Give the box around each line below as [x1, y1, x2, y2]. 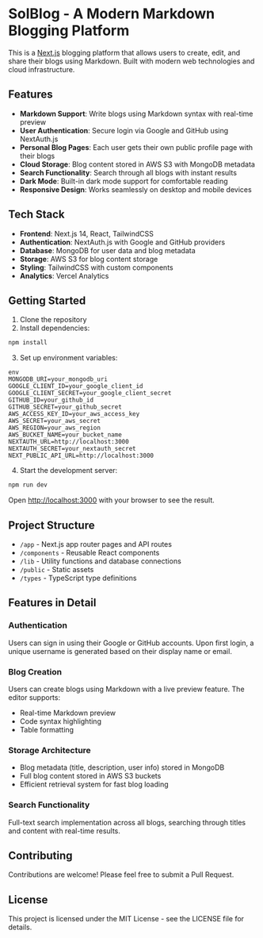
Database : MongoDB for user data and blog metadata [19, 245, 196, 255]
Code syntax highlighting [19, 716, 101, 726]
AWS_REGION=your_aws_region [8, 424, 101, 432]
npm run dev [8, 481, 48, 489]
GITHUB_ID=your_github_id [8, 396, 93, 405]
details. [8, 922, 32, 932]
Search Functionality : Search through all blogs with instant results [19, 167, 238, 177]
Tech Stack [8, 208, 65, 221]
